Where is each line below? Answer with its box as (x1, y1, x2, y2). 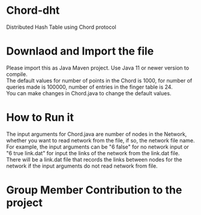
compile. (6, 70, 28, 78)
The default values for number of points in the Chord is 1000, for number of (6, 77, 193, 84)
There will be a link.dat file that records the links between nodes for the (6, 156, 182, 163)
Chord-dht (6, 4, 60, 17)
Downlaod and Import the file (6, 44, 154, 58)
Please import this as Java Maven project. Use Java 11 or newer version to (6, 64, 190, 71)
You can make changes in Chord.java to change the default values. (6, 89, 172, 96)
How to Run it (6, 111, 74, 125)
